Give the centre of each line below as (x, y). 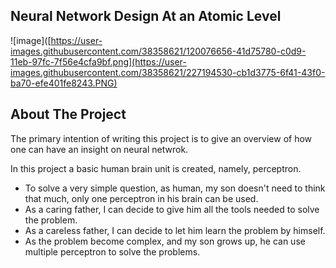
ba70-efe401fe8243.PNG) (64, 83)
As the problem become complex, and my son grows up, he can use (165, 241)
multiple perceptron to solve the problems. (112, 251)
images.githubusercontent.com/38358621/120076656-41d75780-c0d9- (158, 51)
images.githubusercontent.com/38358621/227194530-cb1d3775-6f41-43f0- (168, 72)
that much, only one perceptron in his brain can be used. (141, 198)
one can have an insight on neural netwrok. (99, 149)
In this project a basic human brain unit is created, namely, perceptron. (156, 168)
